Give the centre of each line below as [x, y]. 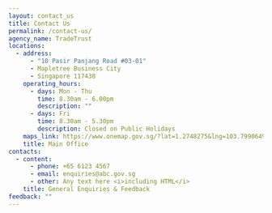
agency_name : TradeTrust [50, 38]
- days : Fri [50, 114]
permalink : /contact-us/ [50, 31]
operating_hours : [52, 83]
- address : [34, 53]
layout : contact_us [41, 16]
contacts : [25, 151]
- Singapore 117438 [62, 76]
